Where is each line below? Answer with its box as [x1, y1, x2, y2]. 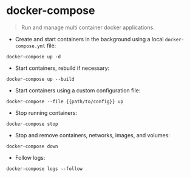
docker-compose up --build [6, 76, 75, 82]
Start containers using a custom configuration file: [15, 86, 141, 94]
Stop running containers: [15, 109, 78, 116]
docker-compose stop [6, 121, 59, 127]
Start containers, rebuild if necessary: [15, 64, 110, 72]
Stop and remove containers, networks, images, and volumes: [15, 131, 170, 139]
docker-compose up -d [6, 53, 61, 60]
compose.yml [15, 43, 46, 49]
